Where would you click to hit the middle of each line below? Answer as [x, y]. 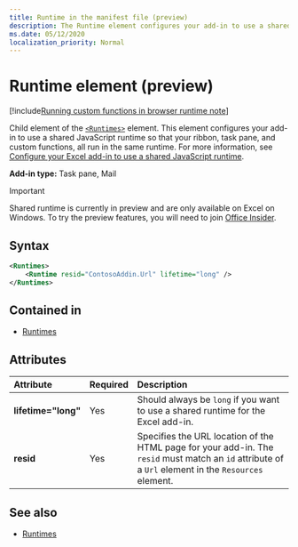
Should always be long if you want [208, 399]
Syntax [29, 245]
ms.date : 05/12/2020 [47, 34]
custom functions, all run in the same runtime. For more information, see [141, 147]
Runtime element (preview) [112, 86]
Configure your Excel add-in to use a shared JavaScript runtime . [127, 157]
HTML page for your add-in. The [205, 447]
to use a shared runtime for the [201, 411]
